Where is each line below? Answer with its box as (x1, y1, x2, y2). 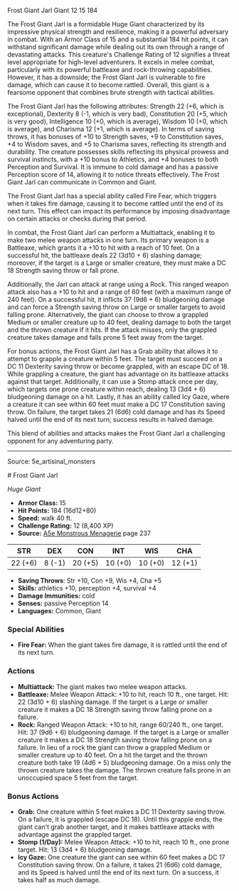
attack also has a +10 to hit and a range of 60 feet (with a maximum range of (7, 288, 231, 296)
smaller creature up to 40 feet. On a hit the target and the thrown (17, 750, 208, 759)
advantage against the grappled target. (17, 830, 133, 838)
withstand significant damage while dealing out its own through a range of (7, 43, 225, 51)
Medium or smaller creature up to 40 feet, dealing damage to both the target (7, 318, 231, 326)
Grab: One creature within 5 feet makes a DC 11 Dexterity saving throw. (17, 807, 226, 816)
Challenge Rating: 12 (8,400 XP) (17, 521, 114, 530)
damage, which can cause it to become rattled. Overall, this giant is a (7, 81, 210, 89)
